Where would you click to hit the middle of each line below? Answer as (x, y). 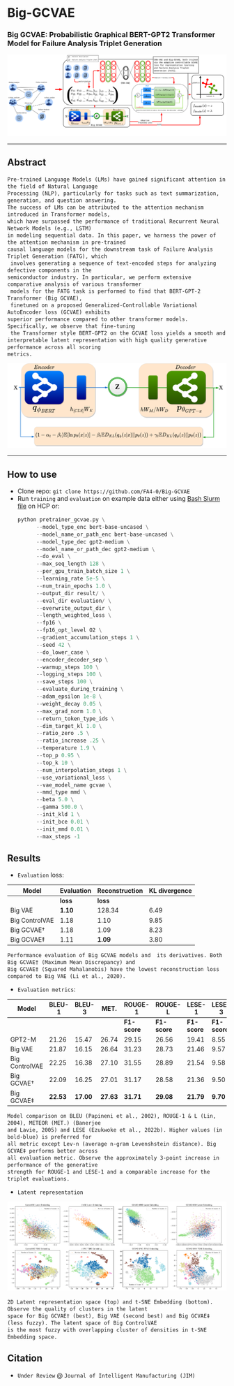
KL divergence (171, 890)
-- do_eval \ (53, 557)
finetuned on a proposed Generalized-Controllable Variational (104, 305)
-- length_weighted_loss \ (73, 615)
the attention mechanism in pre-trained (67, 242)
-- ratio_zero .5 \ (63, 734)
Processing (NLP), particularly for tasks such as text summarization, (113, 194)
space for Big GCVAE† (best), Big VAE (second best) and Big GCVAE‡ (109, 1316)
